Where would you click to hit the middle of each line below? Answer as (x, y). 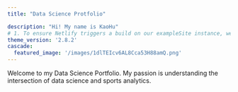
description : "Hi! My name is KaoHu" (63, 27)
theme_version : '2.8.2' (42, 40)
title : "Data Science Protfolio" (57, 14)
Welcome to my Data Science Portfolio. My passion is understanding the (113, 73)
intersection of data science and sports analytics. (79, 81)
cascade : (20, 47)
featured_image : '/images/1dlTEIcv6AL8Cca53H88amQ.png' (98, 53)
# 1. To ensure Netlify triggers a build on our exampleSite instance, (115, 33)
